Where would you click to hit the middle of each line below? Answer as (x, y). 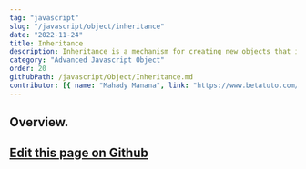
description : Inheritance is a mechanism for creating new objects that (150, 52)
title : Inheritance (46, 43)
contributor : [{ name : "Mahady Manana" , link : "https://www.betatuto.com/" (156, 85)
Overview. (39, 122)
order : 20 (28, 69)
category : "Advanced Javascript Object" (87, 60)
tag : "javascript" (44, 18)
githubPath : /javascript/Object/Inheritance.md (102, 77)
